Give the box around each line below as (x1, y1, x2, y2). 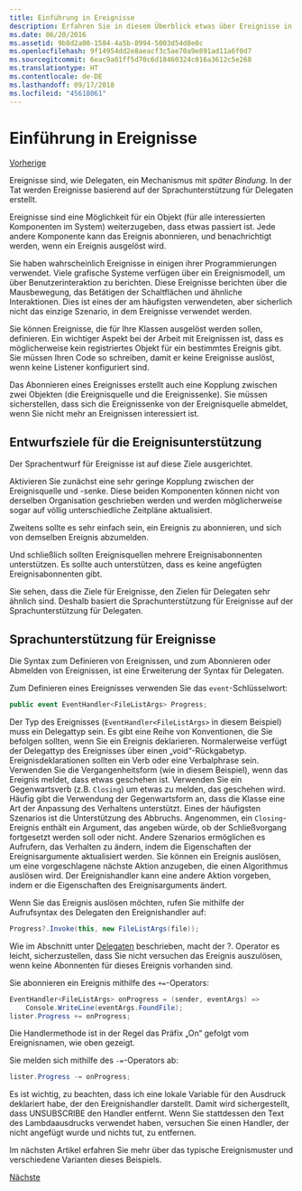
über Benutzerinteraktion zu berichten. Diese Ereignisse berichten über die (9, 277, 288, 288)
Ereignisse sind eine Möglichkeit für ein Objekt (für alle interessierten (9, 211, 266, 222)
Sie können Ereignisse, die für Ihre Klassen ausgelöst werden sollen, (9, 324, 263, 334)
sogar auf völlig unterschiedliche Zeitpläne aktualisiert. (9, 505, 213, 516)
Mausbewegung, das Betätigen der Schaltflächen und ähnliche (9, 286, 243, 298)
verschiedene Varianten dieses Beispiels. (9, 1154, 162, 1166)
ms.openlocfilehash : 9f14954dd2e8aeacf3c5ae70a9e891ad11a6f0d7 (9, 47, 252, 56)
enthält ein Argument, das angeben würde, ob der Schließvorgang (41, 821, 287, 832)
